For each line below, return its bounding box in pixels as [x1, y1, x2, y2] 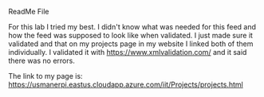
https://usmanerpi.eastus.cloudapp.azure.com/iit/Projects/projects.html [8, 80, 243, 89]
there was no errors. [8, 56, 76, 65]
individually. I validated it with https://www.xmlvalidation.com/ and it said [8, 48, 247, 56]
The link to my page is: [8, 72, 83, 80]
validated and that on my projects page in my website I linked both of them [8, 39, 254, 48]
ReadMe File [8, 7, 49, 16]
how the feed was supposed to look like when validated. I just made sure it [8, 31, 254, 40]
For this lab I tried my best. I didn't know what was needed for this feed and [8, 22, 257, 31]
